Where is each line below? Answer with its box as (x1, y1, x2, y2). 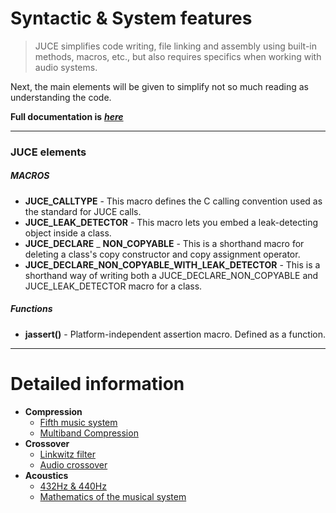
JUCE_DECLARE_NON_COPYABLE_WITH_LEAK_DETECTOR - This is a (24, 258, 321, 271)
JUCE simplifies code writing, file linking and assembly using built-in (34, 40, 317, 52)
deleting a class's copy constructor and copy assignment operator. (24, 248, 301, 260)
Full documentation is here (10, 110, 124, 122)
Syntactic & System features (10, 7, 253, 30)
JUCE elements (10, 145, 87, 159)
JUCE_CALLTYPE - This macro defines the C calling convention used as (24, 195, 323, 207)
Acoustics (24, 469, 69, 481)
